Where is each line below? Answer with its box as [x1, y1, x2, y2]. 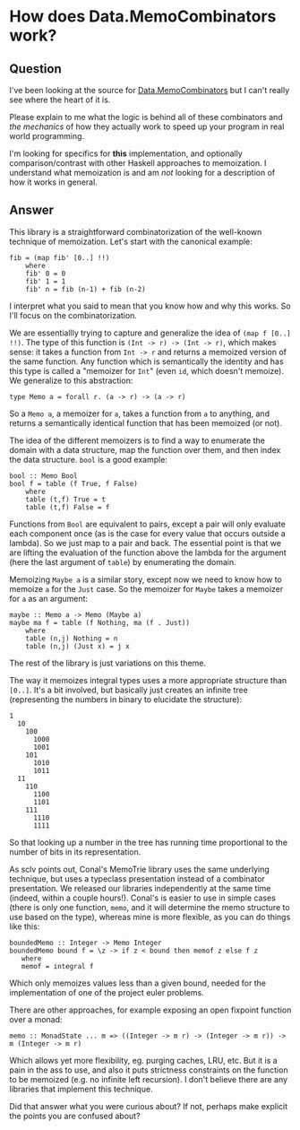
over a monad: [9, 1013, 63, 1024]
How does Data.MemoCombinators [9, 6, 277, 27]
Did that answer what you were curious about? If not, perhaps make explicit [9, 1100, 288, 1111]
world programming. [9, 131, 85, 141]
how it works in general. [9, 177, 99, 187]
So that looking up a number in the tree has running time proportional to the [9, 837, 288, 847]
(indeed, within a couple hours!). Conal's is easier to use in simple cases [9, 892, 276, 903]
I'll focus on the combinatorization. [9, 309, 137, 320]
